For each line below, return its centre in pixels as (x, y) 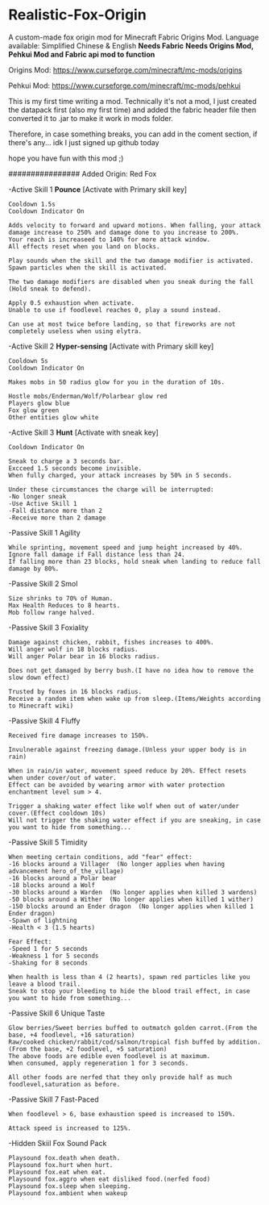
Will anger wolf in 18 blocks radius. (73, 649)
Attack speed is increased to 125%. (70, 1128)
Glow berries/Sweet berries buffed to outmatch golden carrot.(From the (133, 1028)
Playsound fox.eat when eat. (57, 1172)
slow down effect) (39, 678)
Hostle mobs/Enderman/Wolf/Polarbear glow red (88, 396)
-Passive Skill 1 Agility (44, 532)
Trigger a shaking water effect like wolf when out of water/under (124, 806)
